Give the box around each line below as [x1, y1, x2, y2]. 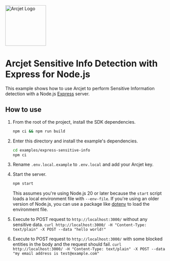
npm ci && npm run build [12, 129, 65, 134]
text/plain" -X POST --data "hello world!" [12, 227, 107, 232]
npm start [12, 181, 34, 187]
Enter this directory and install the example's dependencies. [12, 138, 138, 144]
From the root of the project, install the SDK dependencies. [12, 119, 136, 125]
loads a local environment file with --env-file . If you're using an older [12, 196, 159, 202]
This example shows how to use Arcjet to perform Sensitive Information [5, 85, 155, 91]
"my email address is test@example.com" [12, 251, 99, 256]
